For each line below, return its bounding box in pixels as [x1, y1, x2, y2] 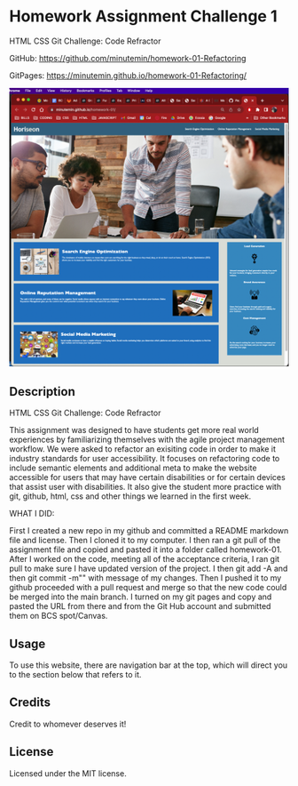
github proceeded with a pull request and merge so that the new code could [9, 582, 287, 593]
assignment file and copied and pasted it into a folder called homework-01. [9, 544, 282, 555]
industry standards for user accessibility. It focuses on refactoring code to [9, 453, 280, 464]
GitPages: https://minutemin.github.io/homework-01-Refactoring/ [9, 69, 247, 81]
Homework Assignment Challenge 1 [9, 6, 278, 27]
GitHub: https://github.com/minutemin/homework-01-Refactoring [9, 52, 247, 63]
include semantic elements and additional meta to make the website [9, 462, 257, 473]
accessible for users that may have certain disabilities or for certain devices [9, 472, 286, 483]
